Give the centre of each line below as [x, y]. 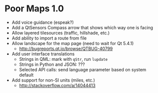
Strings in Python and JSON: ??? [52, 64]
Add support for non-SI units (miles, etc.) [53, 80]
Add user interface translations [43, 54]
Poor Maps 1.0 [34, 9]
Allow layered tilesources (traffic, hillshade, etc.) [61, 33]
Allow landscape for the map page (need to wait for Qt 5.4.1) [73, 43]
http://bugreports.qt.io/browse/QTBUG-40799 [66, 48]
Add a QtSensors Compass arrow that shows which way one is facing [82, 27]
